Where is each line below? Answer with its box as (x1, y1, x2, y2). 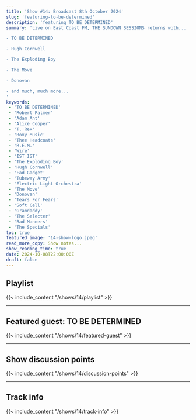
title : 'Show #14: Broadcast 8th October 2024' (6, 8, 124, 15)
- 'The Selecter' (8, 213, 51, 219)
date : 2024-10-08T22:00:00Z (6, 252, 75, 257)
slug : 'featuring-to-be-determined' (6, 14, 95, 20)
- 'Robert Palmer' (8, 110, 54, 116)
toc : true (6, 229, 30, 236)
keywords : (6, 99, 30, 105)
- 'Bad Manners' (8, 219, 48, 225)
